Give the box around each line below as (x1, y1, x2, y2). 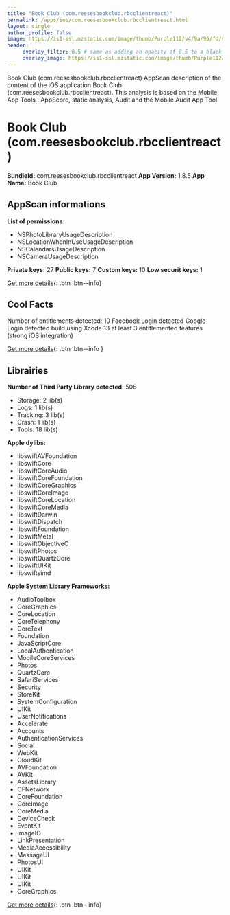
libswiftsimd (16, 569, 51, 577)
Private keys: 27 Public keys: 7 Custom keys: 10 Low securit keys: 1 (7, 265, 203, 273)
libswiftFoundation (16, 525, 70, 533)
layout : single (7, 23, 51, 30)
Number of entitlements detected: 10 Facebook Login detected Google (7, 317, 206, 325)
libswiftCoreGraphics (16, 482, 77, 490)
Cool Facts (7, 298, 53, 310)
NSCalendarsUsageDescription (16, 245, 105, 253)
